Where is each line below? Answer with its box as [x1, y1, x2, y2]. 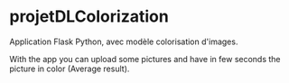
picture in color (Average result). [9, 63, 130, 74]
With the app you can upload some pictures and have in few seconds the [9, 53, 282, 64]
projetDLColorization [9, 6, 169, 27]
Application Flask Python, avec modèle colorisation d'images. [9, 36, 238, 47]
